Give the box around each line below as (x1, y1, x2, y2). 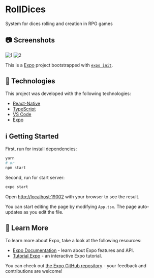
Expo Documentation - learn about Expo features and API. (12, 247, 134, 253)
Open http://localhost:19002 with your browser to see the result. (5, 193, 140, 200)
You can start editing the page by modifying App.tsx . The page (5, 203, 137, 210)
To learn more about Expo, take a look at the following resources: (5, 237, 142, 243)
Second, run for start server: (5, 175, 65, 180)
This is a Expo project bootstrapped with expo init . (5, 62, 113, 68)
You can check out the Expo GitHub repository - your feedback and (5, 262, 146, 269)
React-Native (12, 100, 41, 106)
